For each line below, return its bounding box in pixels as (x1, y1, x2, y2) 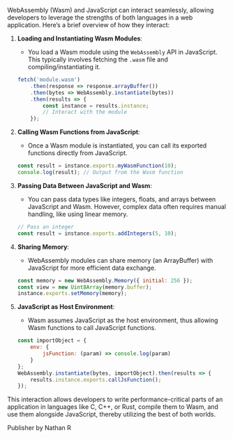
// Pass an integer (17, 223, 75, 230)
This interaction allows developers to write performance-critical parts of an (7, 395, 223, 404)
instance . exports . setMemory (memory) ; (17, 290, 128, 297)
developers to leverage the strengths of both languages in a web (7, 13, 193, 22)
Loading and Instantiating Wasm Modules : (17, 34, 143, 43)
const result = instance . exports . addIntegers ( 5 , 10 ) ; (17, 230, 178, 237)
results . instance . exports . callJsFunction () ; (30, 376, 162, 383)
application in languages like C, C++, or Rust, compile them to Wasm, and (7, 403, 218, 411)
